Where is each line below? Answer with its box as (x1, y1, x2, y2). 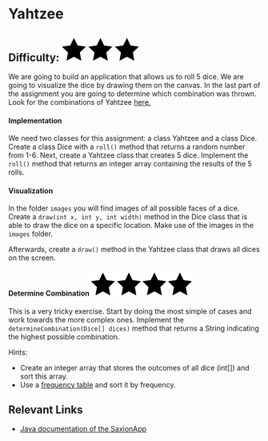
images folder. (8, 229, 54, 239)
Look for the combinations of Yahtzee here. (8, 98, 151, 106)
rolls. (8, 167, 25, 177)
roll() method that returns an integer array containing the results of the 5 (8, 159, 252, 169)
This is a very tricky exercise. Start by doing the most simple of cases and (8, 306, 252, 316)
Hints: (8, 347, 28, 357)
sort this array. (19, 371, 68, 381)
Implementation (8, 115, 62, 125)
